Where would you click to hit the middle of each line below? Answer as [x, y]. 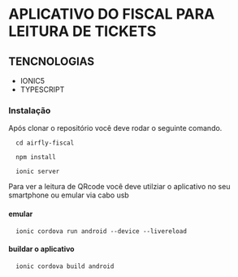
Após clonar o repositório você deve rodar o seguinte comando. [115, 128]
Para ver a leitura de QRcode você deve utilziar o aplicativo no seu [119, 187]
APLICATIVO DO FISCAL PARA [112, 14]
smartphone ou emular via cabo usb [69, 195]
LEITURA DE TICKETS [82, 31]
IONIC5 [32, 81]
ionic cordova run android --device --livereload [101, 231]
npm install [36, 158]
